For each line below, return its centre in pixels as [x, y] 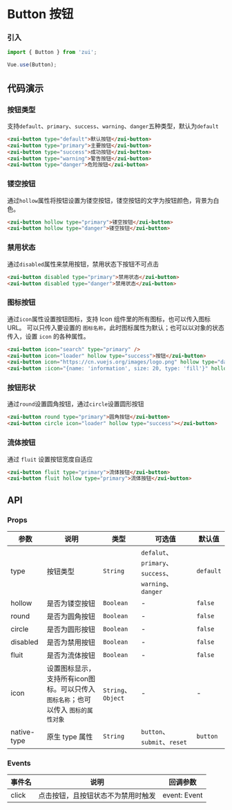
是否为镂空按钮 [71, 603]
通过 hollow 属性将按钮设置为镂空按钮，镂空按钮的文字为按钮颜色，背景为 [110, 200]
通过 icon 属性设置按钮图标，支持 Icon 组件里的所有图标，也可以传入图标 [109, 318]
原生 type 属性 [70, 737]
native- [23, 732]
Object [114, 698]
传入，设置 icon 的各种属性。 [48, 336]
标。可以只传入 [71, 689]
